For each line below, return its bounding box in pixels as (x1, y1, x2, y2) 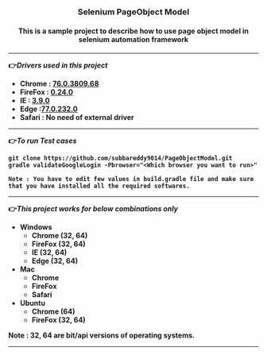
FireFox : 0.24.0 (19, 87, 74, 97)
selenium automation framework (78, 34, 189, 44)
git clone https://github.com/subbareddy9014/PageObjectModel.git (8, 154, 233, 163)
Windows (19, 222, 52, 232)
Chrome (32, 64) (31, 231, 88, 241)
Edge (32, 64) (31, 257, 78, 266)
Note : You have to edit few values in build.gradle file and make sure (8, 176, 254, 183)
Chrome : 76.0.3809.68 (19, 79, 99, 89)
